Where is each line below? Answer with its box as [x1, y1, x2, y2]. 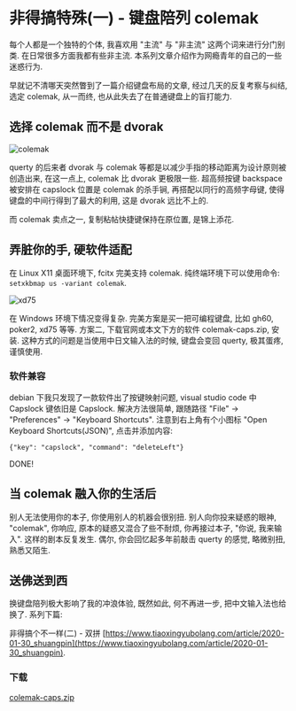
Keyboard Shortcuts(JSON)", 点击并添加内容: [9, 425, 173, 436]
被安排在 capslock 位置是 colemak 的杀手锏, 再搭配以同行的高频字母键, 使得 [9, 183, 285, 195]
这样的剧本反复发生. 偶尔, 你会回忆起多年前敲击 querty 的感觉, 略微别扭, [24, 533, 286, 545]
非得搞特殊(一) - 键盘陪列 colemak [9, 8, 260, 28]
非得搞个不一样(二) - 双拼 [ [9, 628, 106, 638]
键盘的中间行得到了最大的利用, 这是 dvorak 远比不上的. [9, 195, 209, 205]
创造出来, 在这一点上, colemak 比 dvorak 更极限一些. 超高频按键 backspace [9, 173, 284, 183]
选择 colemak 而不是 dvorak [9, 120, 164, 135]
